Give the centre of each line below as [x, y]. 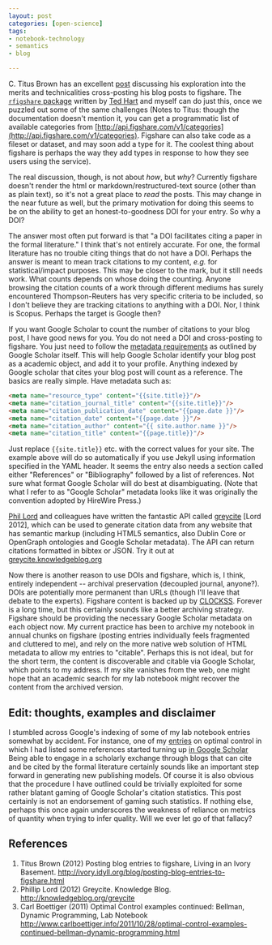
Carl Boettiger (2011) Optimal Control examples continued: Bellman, [132, 906]
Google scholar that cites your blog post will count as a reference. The [125, 372]
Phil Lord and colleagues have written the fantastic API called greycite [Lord [135, 517]
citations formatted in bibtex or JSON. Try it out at [91, 551]
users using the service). [50, 161]
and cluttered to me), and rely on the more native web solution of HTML [128, 644]
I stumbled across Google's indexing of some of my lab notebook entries [130, 732]
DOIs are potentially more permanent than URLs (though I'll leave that [124, 592]
